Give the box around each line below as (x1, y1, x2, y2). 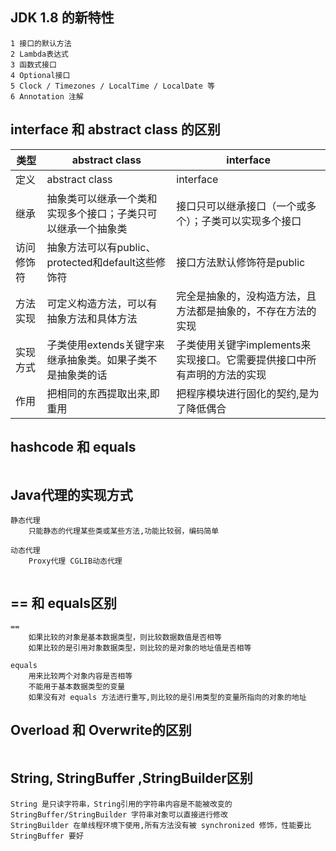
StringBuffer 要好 (10, 831, 84, 841)
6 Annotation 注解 (10, 91, 84, 102)
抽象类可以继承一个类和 (46, 191, 158, 205)
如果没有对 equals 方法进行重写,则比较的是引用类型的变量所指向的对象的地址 (28, 693, 307, 703)
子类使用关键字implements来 (176, 338, 312, 352)
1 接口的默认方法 (10, 38, 72, 48)
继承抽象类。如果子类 (46, 353, 148, 367)
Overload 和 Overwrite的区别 (10, 722, 192, 739)
